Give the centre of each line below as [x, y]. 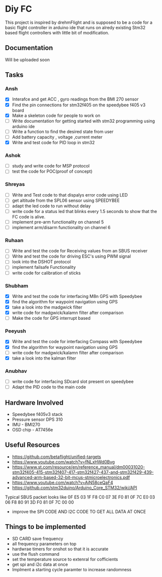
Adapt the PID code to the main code [49, 387]
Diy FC [19, 9]
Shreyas [15, 184]
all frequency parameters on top [44, 544]
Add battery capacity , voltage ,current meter [57, 137]
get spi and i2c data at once [40, 564]
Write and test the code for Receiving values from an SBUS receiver [80, 251]
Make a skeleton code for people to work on [56, 115]
